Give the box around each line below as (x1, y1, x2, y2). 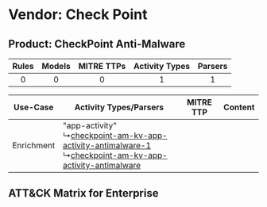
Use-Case (13, 102, 54, 113)
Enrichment (12, 140, 56, 151)
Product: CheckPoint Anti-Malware (8, 37, 186, 51)
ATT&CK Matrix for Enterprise (8, 186, 159, 200)
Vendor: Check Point (8, 6, 149, 24)
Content (223, 102, 255, 113)
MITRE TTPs (78, 61, 126, 71)
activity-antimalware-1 (62, 140, 152, 151)
